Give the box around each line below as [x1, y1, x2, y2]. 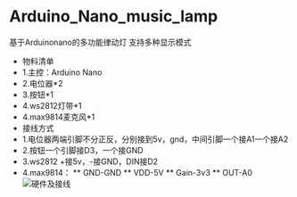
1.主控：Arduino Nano [21, 67, 103, 78]
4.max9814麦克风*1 [21, 111, 95, 122]
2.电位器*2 [21, 78, 63, 88]
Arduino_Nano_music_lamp [9, 6, 219, 27]
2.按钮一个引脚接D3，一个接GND [21, 144, 144, 155]
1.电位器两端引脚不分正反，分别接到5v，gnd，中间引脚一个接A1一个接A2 [21, 134, 289, 144]
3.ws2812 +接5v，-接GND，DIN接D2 [21, 156, 159, 167]
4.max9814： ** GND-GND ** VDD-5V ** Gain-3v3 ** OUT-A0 [21, 167, 252, 177]
